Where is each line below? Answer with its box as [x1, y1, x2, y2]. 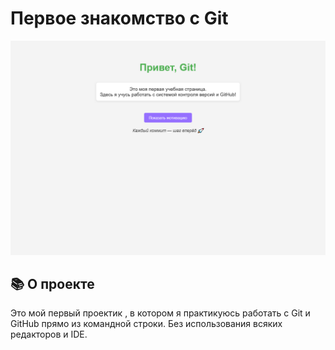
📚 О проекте [10, 275, 95, 292]
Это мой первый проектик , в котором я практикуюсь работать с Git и [10, 307, 311, 319]
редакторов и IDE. [10, 328, 88, 341]
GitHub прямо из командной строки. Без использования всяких [10, 318, 283, 330]
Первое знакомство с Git [10, 7, 229, 30]
